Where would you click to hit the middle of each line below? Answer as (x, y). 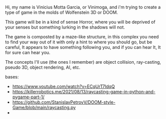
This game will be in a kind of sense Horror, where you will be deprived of (80, 22)
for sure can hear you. (28, 52)
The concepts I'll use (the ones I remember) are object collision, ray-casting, (83, 62)
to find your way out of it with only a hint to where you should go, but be (79, 42)
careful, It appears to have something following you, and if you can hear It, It (83, 47)
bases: (12, 77)
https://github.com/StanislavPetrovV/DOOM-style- (64, 102)
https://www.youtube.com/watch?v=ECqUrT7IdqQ (63, 86)
